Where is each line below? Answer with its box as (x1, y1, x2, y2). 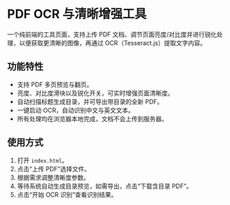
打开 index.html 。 (16, 156, 69, 165)
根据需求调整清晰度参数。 (16, 173, 90, 182)
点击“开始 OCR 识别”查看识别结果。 (16, 190, 117, 199)
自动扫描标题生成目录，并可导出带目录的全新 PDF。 (16, 97, 163, 106)
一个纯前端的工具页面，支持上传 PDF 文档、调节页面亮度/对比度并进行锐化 (7, 30, 218, 38)
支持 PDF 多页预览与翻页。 (16, 80, 93, 88)
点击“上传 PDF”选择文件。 (16, 165, 91, 173)
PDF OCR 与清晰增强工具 (7, 6, 147, 22)
